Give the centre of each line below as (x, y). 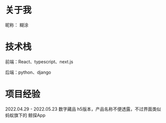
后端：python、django (28, 72)
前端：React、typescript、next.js (39, 61)
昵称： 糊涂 (17, 25)
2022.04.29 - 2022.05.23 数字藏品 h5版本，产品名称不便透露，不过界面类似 (83, 109)
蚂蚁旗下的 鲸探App (25, 115)
